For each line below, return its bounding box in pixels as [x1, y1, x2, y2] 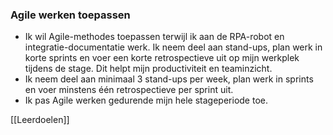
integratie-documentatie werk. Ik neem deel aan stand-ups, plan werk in [24, 41, 323, 53]
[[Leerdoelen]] [10, 114, 70, 126]
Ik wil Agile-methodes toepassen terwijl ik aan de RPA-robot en [24, 31, 285, 43]
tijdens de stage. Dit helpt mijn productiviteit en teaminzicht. [24, 63, 273, 75]
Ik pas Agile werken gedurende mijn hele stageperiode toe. [24, 94, 269, 107]
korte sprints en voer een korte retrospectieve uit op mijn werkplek [24, 52, 300, 64]
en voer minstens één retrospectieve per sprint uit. [24, 84, 234, 96]
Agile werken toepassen [10, 8, 131, 22]
